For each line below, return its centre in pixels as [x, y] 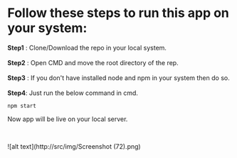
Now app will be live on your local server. [68, 119]
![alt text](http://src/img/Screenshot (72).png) [74, 146]
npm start [22, 106]
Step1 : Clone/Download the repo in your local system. [87, 47]
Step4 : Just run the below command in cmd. [73, 93]
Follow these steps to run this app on [118, 13]
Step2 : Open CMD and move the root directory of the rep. [93, 62]
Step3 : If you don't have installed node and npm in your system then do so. [118, 78]
